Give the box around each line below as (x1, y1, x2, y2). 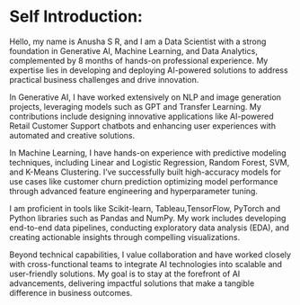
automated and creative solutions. (9, 130, 136, 140)
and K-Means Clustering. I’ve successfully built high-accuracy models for (9, 166, 281, 177)
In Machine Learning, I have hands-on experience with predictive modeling (9, 147, 287, 158)
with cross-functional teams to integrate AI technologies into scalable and (9, 258, 283, 269)
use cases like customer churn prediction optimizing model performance (9, 175, 278, 186)
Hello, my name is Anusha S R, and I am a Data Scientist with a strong (9, 36, 267, 47)
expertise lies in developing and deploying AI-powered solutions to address (9, 65, 289, 76)
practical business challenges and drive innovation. (9, 74, 199, 85)
